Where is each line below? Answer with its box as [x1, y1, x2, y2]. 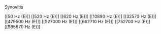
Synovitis [4, 4, 23, 10]
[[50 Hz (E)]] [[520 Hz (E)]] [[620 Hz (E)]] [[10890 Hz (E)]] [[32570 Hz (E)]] [4, 14, 157, 19]
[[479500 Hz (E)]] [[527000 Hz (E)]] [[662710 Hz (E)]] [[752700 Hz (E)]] [4, 19, 151, 24]
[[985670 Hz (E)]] [4, 24, 40, 30]
